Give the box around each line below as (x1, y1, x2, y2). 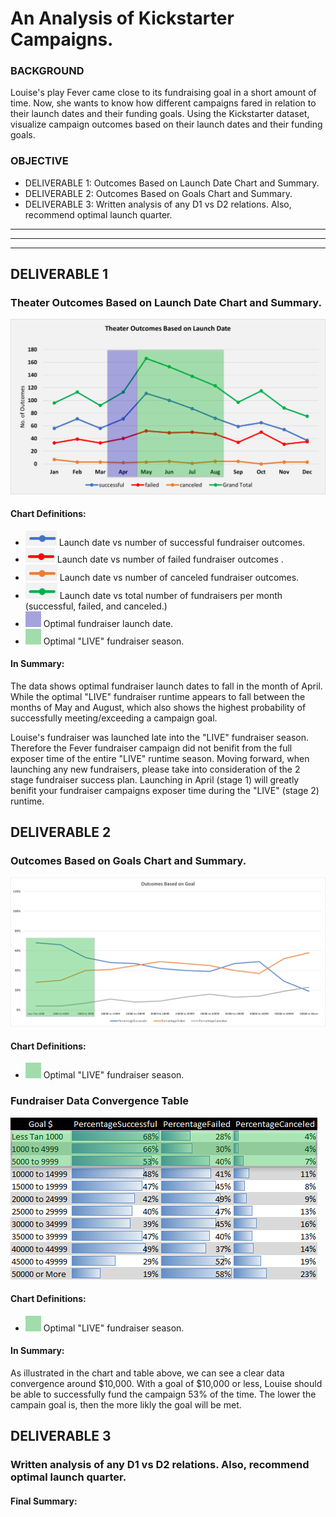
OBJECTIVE (10, 154, 69, 168)
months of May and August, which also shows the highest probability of (10, 701, 307, 713)
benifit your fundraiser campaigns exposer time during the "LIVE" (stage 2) (10, 784, 320, 796)
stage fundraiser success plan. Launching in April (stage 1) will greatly (10, 773, 300, 786)
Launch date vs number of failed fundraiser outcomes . (56, 553, 284, 565)
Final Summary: (10, 1495, 78, 1507)
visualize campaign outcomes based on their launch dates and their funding (10, 118, 323, 131)
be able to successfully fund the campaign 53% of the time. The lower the (10, 1388, 317, 1400)
